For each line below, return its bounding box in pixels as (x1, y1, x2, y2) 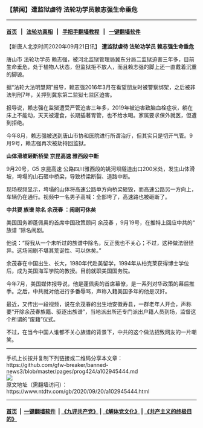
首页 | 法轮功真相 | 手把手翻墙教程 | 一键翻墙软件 (6, 28, 141, 35)
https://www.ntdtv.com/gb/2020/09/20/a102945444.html (6, 387, 150, 395)
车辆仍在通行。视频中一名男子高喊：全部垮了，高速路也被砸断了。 (6, 193, 170, 200)
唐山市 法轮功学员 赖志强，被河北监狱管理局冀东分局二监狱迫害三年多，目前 (6, 56, 195, 63)
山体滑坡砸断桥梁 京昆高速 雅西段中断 (6, 152, 99, 160)
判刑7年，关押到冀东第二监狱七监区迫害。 (11, 91, 115, 98)
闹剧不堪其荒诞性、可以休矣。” (27, 247, 101, 254)
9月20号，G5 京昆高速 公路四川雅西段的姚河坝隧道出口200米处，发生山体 (6, 165, 190, 172)
